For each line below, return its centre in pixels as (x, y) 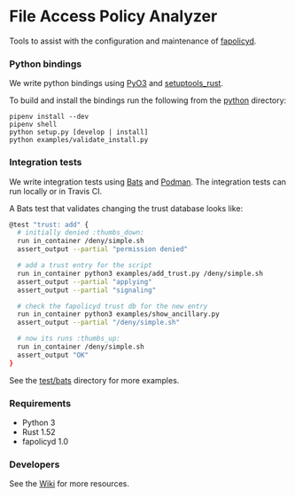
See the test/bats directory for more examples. (94, 380)
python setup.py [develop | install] (79, 132)
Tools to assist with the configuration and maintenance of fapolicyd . (133, 41)
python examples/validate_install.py (79, 140)
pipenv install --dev (49, 117)
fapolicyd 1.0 (45, 441)
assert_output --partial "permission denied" (103, 249)
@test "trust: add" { (49, 225)
